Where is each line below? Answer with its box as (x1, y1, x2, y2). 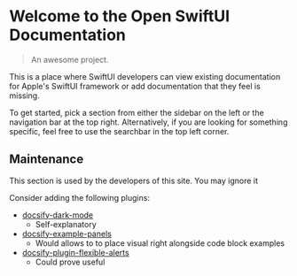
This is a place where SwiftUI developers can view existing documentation (9, 71, 281, 81)
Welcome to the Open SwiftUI (9, 6, 231, 27)
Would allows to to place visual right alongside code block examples (35, 237, 285, 249)
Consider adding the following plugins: (9, 192, 151, 203)
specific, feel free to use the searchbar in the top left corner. (9, 126, 230, 136)
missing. (9, 90, 40, 101)
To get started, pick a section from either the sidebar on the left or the (9, 107, 264, 118)
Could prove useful (35, 257, 106, 267)
